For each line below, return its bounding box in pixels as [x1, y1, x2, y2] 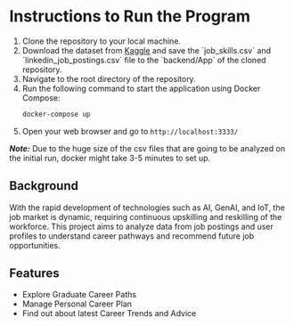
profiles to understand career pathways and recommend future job [9, 230, 255, 241]
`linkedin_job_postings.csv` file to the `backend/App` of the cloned [21, 54, 266, 65]
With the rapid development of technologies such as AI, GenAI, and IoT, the [9, 202, 285, 213]
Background [9, 178, 78, 193]
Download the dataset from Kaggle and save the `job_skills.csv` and [21, 45, 272, 55]
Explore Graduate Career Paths [21, 289, 136, 300]
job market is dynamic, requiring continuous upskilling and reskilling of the [9, 211, 282, 222]
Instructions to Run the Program [9, 6, 251, 27]
